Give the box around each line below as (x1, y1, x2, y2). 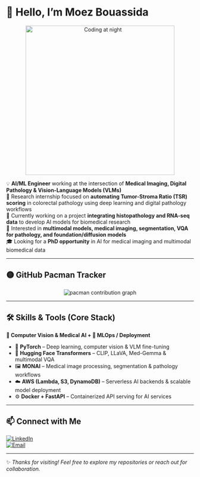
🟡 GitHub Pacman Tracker (6, 270, 106, 280)
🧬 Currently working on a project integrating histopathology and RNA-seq (6, 212, 190, 219)
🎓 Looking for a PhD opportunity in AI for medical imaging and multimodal (6, 237, 192, 244)
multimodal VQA (14, 356, 55, 363)
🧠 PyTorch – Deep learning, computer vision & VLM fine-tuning (14, 343, 170, 350)
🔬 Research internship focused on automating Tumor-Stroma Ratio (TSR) (6, 192, 187, 200)
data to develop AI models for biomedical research (6, 218, 131, 225)
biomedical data (6, 246, 46, 253)
